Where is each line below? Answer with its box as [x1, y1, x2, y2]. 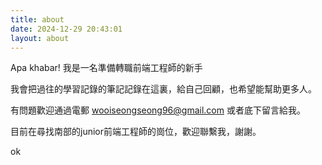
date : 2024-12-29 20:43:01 [10, 24, 123, 34]
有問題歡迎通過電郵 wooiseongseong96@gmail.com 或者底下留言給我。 [10, 104, 306, 116]
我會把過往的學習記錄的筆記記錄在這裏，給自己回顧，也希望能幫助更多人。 [10, 83, 317, 95]
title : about [10, 14, 65, 25]
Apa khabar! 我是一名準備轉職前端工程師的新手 [10, 62, 203, 74]
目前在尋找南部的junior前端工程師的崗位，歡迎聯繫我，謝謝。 [10, 126, 262, 138]
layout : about [10, 33, 70, 43]
